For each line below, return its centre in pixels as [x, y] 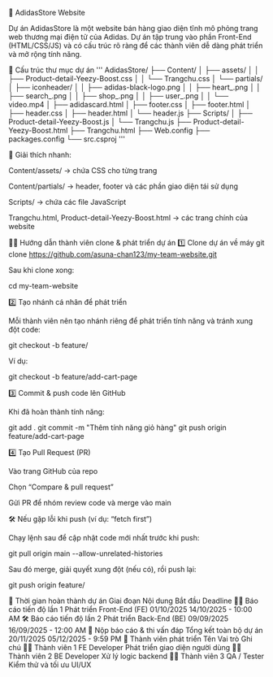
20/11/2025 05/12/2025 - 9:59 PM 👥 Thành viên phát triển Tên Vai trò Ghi [131, 639]
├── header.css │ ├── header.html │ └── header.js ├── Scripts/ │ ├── [131, 113]
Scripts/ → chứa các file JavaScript [67, 202]
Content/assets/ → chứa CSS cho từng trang [83, 170]
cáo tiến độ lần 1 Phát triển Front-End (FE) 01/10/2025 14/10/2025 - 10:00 [130, 609]
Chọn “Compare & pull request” [61, 487]
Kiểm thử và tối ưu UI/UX [50, 665]
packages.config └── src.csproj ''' [67, 139]
